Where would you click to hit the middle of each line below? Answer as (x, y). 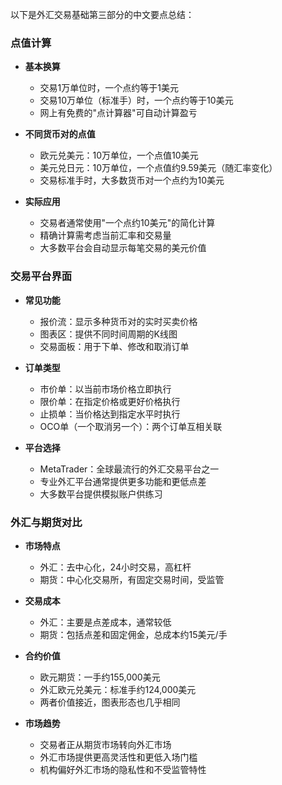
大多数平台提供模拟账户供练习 (101, 494)
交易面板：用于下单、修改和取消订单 (114, 346)
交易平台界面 (41, 276)
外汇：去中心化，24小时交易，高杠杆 (115, 567)
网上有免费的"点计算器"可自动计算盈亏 (118, 113)
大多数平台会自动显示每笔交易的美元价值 (123, 248)
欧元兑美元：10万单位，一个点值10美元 (119, 155)
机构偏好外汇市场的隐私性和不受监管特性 (123, 769)
